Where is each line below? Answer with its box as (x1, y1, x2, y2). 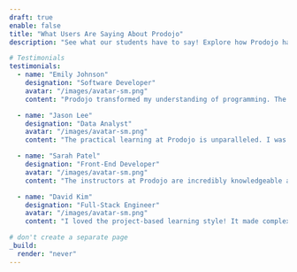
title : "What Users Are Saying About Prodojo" (9, 29, 184, 38)
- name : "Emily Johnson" (17, 70, 109, 80)
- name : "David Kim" (17, 192, 93, 201)
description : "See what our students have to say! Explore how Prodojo (9, 37, 278, 47)
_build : (9, 241, 38, 250)
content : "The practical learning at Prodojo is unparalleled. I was (25, 136, 287, 144)
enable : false (9, 21, 62, 30)
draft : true (9, 12, 53, 22)
